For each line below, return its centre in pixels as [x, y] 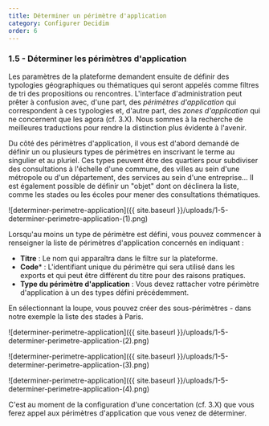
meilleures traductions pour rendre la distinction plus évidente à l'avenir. [128, 127]
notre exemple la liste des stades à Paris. [76, 316]
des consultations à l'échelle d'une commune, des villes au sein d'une [124, 169]
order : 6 [23, 31]
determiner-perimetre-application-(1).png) [78, 219]
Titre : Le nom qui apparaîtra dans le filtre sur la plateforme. [119, 258]
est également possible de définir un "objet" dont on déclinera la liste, [124, 186]
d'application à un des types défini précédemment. [104, 292]
